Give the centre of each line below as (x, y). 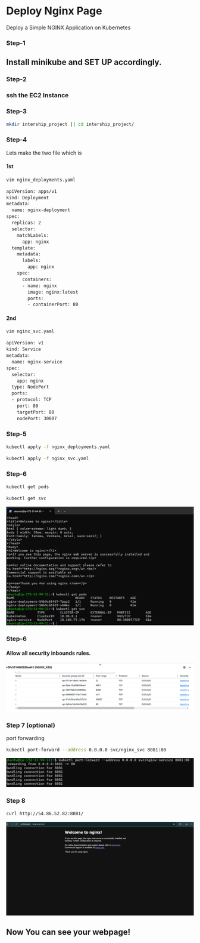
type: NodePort (30, 387)
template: (24, 248)
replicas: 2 (26, 223)
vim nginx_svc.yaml (30, 332)
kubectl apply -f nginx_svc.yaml (48, 458)
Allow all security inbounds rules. (49, 653)
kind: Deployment (28, 198)
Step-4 (17, 140)
